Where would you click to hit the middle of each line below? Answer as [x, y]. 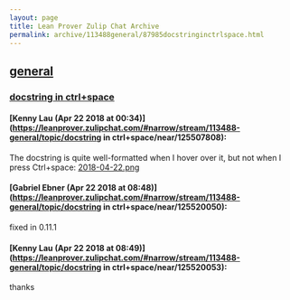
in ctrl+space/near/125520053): [165, 267]
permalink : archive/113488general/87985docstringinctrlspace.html [137, 34]
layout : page [34, 18]
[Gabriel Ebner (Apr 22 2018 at [68, 188]
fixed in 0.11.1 [33, 228]
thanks [22, 287]
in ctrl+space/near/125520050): [165, 207]
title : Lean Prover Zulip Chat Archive [84, 26]
